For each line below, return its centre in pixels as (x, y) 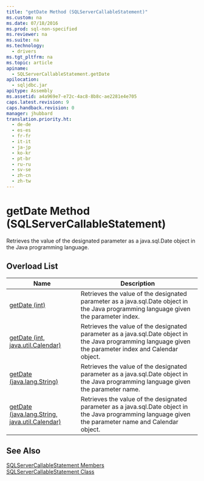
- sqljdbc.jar (29, 86)
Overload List (32, 267)
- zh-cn (22, 176)
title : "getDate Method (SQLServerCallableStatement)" (77, 12)
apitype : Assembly (29, 91)
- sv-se (22, 170)
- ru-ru (22, 164)
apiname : (17, 68)
